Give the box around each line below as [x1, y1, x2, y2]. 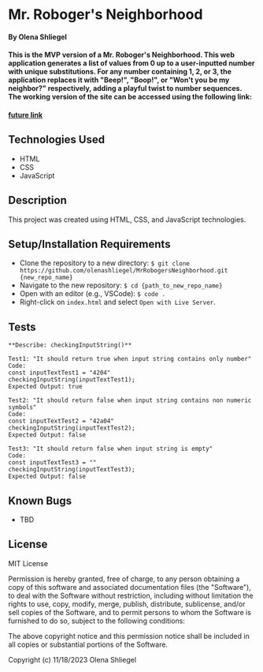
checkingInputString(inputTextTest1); [8, 376, 135, 384]
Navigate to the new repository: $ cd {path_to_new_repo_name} [19, 280, 223, 290]
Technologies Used [8, 133, 105, 147]
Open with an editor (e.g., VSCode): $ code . [19, 289, 166, 298]
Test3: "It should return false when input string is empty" [8, 445, 213, 453]
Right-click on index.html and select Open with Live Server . [19, 298, 216, 307]
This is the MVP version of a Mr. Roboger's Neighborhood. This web [8, 50, 235, 60]
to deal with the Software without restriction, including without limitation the [8, 591, 254, 600]
